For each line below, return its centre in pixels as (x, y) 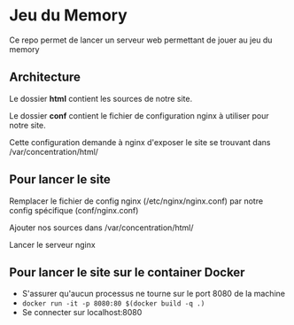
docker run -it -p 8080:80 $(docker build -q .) (113, 304)
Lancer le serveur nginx (52, 244)
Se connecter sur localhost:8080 (82, 313)
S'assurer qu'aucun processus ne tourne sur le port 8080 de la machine (154, 294)
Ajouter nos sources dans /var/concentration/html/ (101, 228)
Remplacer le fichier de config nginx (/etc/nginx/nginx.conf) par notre (136, 201)
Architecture (45, 77)
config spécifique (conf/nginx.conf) (74, 210)
